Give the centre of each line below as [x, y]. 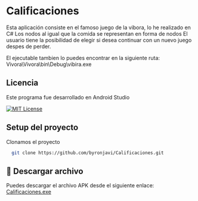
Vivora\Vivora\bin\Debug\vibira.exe [49, 64]
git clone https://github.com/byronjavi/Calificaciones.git [88, 153]
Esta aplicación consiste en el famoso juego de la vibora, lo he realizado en [98, 27]
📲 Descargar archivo [45, 171]
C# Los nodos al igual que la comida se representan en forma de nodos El [97, 33]
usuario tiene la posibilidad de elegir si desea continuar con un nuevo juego [99, 40]
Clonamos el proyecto [33, 142]
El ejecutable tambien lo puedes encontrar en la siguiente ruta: [83, 58]
